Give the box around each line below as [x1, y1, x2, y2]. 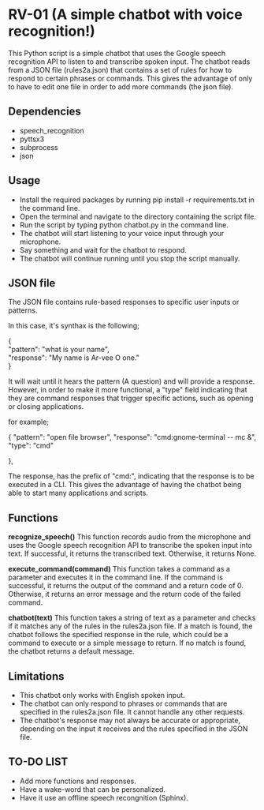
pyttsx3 [19, 134, 45, 144]
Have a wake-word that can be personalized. [19, 784, 165, 794]
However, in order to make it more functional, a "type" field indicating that [8, 385, 247, 395]
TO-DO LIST [8, 756, 69, 769]
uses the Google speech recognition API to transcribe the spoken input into [8, 541, 252, 550]
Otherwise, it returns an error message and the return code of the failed [8, 590, 241, 599]
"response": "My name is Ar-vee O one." [8, 353, 139, 362]
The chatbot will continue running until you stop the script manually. [19, 253, 240, 263]
